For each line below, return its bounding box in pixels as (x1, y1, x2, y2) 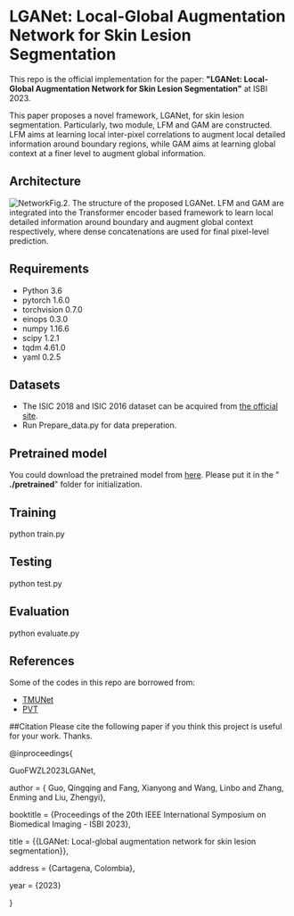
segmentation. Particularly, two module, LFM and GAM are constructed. (9, 119, 273, 130)
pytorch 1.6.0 (21, 295, 70, 305)
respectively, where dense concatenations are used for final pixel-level (9, 226, 270, 237)
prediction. (9, 235, 49, 246)
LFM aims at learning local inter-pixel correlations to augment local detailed (9, 129, 286, 139)
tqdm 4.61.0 (21, 342, 66, 353)
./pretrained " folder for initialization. (9, 479, 143, 490)
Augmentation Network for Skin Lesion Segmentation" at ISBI (35, 83, 268, 94)
